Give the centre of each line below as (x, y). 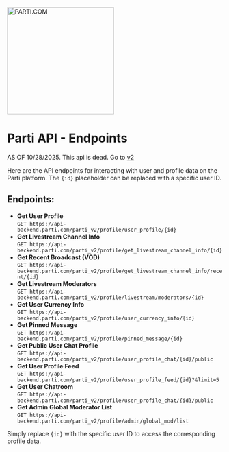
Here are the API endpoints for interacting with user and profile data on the (112, 170)
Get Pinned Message (47, 324)
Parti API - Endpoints (67, 138)
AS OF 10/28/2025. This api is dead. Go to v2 (71, 157)
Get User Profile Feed (48, 366)
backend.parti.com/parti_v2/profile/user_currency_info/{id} (106, 318)
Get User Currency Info (51, 304)
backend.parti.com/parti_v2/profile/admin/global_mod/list (103, 421)
